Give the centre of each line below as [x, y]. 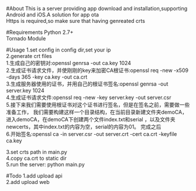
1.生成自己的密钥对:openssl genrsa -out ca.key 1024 [69, 63]
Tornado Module [26, 38]
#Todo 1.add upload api [34, 176]
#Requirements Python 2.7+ [40, 32]
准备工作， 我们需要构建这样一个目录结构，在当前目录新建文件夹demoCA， [97, 112]
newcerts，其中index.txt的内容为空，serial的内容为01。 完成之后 [84, 127]
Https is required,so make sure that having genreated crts [75, 21]
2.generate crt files [29, 56]
